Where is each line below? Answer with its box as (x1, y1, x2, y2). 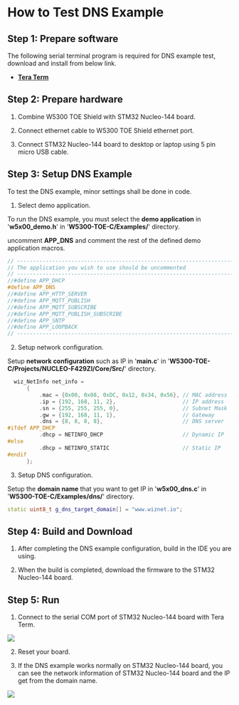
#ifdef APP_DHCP (7, 424, 55, 432)
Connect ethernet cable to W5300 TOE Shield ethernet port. (17, 126, 194, 135)
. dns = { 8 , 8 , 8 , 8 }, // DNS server (38, 418, 225, 425)
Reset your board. (17, 647, 70, 656)
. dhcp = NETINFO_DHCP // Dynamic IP (38, 432, 224, 439)
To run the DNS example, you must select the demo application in (7, 214, 201, 223)
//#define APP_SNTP (7, 317, 65, 324)
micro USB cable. (17, 147, 69, 156)
